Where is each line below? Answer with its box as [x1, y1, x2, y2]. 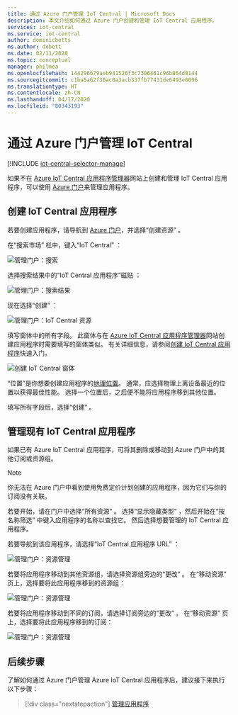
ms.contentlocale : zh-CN [7, 89, 81, 96]
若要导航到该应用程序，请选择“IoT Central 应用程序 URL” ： [7, 540, 180, 548]
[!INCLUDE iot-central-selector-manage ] [7, 159, 126, 167]
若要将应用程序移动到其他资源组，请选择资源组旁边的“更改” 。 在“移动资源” [7, 570, 227, 578]
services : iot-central [7, 23, 74, 30]
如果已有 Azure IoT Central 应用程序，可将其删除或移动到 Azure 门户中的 [7, 446, 220, 454]
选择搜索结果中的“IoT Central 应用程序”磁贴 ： [7, 271, 142, 279]
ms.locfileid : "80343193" [7, 103, 84, 110]
